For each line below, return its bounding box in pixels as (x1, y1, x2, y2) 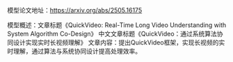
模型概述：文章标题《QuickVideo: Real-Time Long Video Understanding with (7, 21, 227, 29)
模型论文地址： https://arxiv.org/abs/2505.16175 (7, 6, 143, 14)
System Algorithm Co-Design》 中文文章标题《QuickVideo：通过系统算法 (7, 30, 218, 38)
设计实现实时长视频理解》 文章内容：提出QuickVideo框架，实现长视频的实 (13, 38, 225, 47)
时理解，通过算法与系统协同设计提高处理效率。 (7, 47, 141, 55)
